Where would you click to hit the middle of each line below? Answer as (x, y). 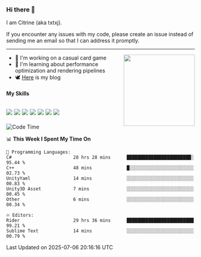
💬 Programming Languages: (38, 152)
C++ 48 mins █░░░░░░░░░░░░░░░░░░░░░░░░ (100, 168)
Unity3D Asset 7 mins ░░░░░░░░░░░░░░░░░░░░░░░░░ (100, 189)
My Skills (18, 93)
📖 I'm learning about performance (57, 64)
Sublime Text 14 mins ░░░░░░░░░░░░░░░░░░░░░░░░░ (100, 231)
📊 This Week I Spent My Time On (48, 139)
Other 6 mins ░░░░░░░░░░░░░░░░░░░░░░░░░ (100, 199)
